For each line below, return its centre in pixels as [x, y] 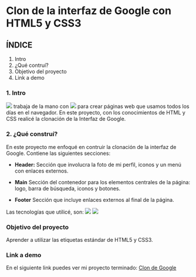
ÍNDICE [19, 45]
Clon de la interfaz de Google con [89, 11]
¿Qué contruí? [31, 65]
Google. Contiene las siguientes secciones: [58, 153]
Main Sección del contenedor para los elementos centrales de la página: [102, 182]
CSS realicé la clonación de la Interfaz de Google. [66, 119]
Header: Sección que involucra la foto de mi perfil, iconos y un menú [98, 164]
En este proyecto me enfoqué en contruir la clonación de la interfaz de [91, 147]
